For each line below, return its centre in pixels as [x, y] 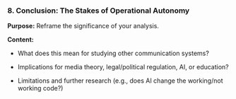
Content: [20, 40]
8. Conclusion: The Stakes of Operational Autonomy [99, 11]
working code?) [40, 88]
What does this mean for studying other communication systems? [113, 53]
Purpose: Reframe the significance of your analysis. [83, 26]
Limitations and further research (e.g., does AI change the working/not [120, 81]
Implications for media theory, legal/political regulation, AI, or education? [123, 67]
